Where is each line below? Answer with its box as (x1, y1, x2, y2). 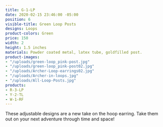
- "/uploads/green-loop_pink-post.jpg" (5, 59, 90, 64)
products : (5, 82, 26, 88)
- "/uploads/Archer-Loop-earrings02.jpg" (5, 69, 95, 74)
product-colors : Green (5, 31, 53, 36)
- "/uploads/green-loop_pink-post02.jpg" (5, 64, 95, 69)
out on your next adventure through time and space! (5, 116, 115, 122)
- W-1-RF (5, 97, 24, 102)
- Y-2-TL (5, 92, 24, 97)
